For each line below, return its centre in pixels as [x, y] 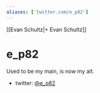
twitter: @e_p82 [35, 83]
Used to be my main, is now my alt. [50, 71]
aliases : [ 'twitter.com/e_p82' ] [47, 12]
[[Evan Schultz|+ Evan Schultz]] [46, 29]
